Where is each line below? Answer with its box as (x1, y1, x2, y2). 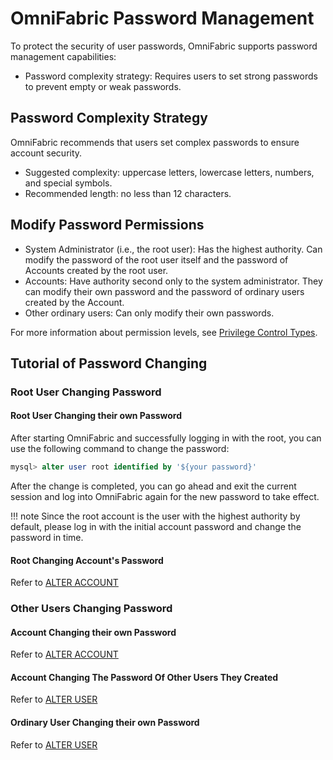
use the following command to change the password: (10, 443, 230, 455)
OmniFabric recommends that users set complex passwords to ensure (10, 136, 300, 148)
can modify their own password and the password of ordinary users (24, 285, 305, 297)
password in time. (10, 531, 84, 543)
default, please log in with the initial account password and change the (10, 520, 302, 532)
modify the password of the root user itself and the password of (24, 253, 289, 266)
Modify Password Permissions (10, 217, 205, 234)
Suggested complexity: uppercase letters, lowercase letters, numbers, (24, 166, 315, 178)
